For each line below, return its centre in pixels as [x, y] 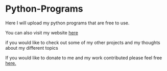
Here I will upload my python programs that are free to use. [67, 23]
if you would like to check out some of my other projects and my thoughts [83, 42]
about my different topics [32, 48]
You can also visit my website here [42, 32]
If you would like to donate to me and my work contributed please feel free [84, 58]
